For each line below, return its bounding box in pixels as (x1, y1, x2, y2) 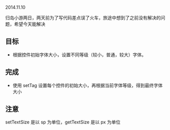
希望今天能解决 (14, 21, 46, 27)
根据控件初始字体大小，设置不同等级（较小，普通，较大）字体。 (12, 52, 146, 58)
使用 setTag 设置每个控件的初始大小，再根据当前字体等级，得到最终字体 (12, 82, 163, 88)
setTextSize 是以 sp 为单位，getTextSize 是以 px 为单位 (5, 119, 121, 125)
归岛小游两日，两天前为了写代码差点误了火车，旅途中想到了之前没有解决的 (5, 15, 161, 21)
